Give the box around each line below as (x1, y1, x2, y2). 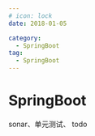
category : (8, 34, 42, 42)
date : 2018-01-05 (8, 19, 67, 28)
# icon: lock (8, 11, 53, 20)
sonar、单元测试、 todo (8, 119, 88, 129)
